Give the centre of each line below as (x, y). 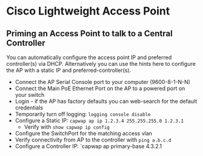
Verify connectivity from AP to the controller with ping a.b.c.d (93, 140)
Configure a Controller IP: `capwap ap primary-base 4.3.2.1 (88, 146)
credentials (29, 108)
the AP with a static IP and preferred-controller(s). (69, 70)
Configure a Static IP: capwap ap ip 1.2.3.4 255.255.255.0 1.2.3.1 (99, 120)
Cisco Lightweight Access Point (88, 11)
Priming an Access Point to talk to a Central (89, 34)
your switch (30, 95)
